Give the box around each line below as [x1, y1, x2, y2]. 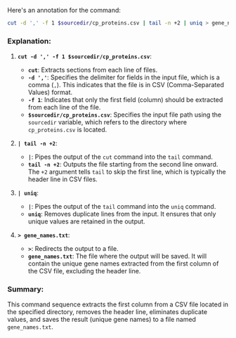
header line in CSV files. [27, 175, 98, 183]
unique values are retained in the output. [27, 217, 145, 226]
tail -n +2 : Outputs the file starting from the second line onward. [27, 160, 218, 169]
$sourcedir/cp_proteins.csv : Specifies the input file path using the [27, 110, 222, 119]
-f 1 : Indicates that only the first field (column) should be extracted [27, 96, 223, 104]
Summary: [7, 285, 44, 294]
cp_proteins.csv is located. [27, 126, 107, 134]
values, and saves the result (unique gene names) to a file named [7, 316, 197, 324]
